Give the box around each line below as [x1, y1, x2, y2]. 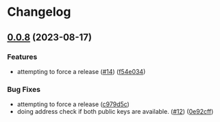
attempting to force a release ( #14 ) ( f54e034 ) [16, 67, 146, 75]
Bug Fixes [7, 84, 41, 94]
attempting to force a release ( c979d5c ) [16, 100, 130, 108]
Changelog [7, 4, 71, 20]
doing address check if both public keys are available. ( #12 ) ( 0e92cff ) [16, 108, 214, 116]
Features [7, 52, 38, 62]
